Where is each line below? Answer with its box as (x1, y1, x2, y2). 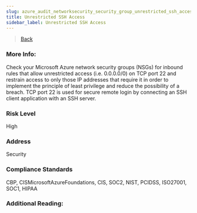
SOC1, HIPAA (6, 185, 38, 192)
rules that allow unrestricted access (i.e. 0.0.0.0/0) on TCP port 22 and (6, 70, 177, 77)
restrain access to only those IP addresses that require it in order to (6, 76, 169, 83)
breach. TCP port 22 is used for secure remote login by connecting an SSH (6, 89, 187, 96)
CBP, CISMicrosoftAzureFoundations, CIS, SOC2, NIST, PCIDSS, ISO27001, (6, 178, 187, 185)
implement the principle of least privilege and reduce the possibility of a (6, 82, 180, 89)
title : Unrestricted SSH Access (6, 14, 85, 20)
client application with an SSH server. (6, 94, 97, 102)
